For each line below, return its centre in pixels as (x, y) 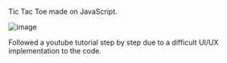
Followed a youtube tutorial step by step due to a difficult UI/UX (113, 42)
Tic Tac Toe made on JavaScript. (63, 12)
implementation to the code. (55, 51)
